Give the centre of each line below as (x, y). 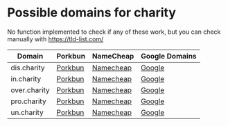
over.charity (30, 90)
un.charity (27, 112)
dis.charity (28, 67)
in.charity (26, 78)
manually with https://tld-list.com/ (55, 39)
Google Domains (169, 56)
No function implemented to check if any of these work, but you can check (114, 32)
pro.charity (28, 101)
